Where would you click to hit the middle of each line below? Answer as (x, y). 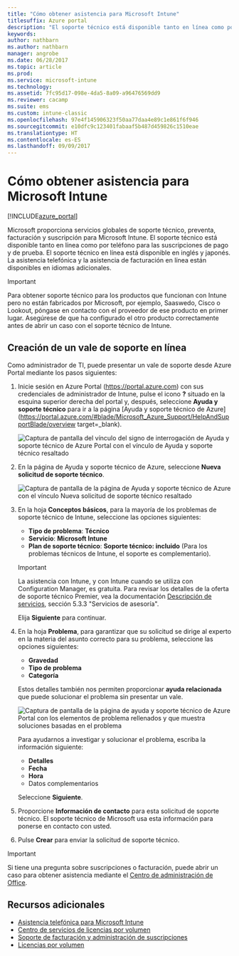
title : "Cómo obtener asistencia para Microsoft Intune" (94, 14)
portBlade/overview (47, 424)
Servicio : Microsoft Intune (68, 538)
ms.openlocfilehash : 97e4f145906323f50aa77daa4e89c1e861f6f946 (103, 119)
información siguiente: (51, 747)
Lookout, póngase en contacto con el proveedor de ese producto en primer (118, 311)
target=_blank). (100, 424)
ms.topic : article (34, 67)
